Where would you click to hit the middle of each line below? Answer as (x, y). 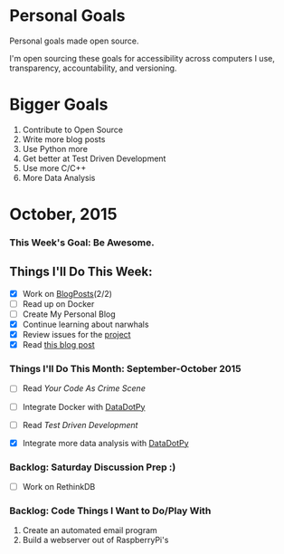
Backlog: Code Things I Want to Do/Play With (110, 511)
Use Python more (55, 148)
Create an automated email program (90, 530)
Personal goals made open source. (74, 41)
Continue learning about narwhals (85, 324)
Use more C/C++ (54, 167)
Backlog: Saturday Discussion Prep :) (93, 467)
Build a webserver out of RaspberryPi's (95, 540)
